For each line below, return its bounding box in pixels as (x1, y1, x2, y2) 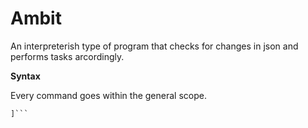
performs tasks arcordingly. (10, 50, 125, 62)
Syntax (10, 70, 41, 82)
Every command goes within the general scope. (10, 89, 207, 101)
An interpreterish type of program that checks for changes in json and (10, 40, 299, 52)
